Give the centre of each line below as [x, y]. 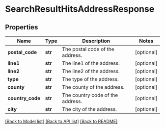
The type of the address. [90, 79]
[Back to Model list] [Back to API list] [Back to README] [61, 121]
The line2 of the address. [91, 71]
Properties [22, 27]
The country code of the [90, 95]
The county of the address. [93, 87]
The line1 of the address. [91, 63]
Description [96, 41]
